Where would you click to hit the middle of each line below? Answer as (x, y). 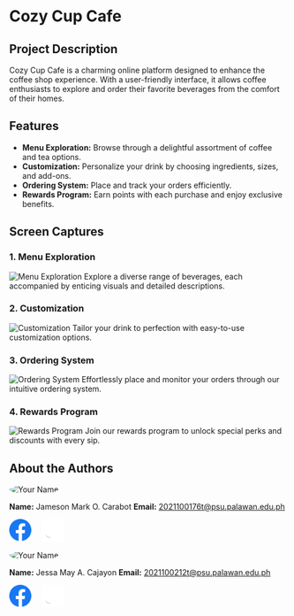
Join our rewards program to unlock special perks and (184, 431)
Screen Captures (57, 232)
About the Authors (61, 468)
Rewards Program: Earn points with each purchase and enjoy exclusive (152, 194)
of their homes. (37, 98)
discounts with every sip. (55, 441)
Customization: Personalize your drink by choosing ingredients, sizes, (150, 166)
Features (34, 126)
